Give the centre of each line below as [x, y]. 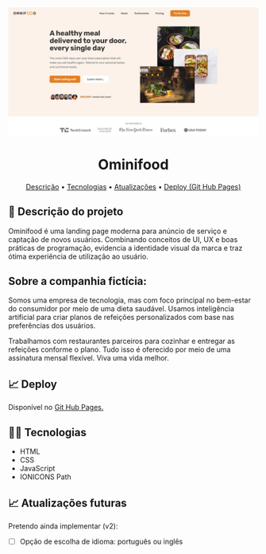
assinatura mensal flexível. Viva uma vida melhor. [89, 358]
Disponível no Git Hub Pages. [56, 408]
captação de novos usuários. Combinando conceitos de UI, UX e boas [123, 239]
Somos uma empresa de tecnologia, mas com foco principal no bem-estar [130, 300]
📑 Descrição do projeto [66, 212]
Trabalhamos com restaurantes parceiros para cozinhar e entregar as [122, 341]
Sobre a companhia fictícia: [77, 281]
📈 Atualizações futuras [67, 503]
